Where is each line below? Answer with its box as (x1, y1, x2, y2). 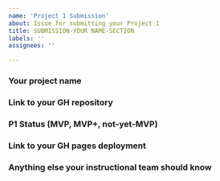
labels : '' (8, 34, 45, 43)
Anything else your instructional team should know (8, 162, 212, 173)
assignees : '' (8, 42, 56, 50)
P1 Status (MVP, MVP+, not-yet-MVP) (8, 118, 158, 130)
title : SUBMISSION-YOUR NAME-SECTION (8, 27, 135, 35)
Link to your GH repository (8, 97, 114, 108)
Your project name (8, 76, 82, 87)
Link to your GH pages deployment (8, 140, 146, 151)
